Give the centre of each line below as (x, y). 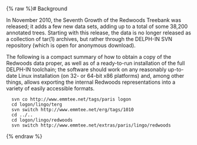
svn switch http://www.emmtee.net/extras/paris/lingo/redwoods (91, 125)
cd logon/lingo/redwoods (42, 120)
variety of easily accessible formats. (50, 88)
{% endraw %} (24, 136)
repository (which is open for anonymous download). (71, 45)
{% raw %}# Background (37, 9)
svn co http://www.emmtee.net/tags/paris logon (72, 99)
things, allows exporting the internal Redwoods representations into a (91, 82)
